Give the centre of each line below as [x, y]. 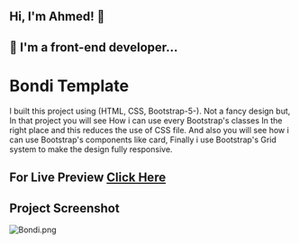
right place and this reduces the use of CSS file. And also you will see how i [149, 130]
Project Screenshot [64, 208]
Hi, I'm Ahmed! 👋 [57, 17]
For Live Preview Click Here [88, 178]
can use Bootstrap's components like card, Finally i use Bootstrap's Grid [143, 140]
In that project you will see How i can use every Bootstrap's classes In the [146, 120]
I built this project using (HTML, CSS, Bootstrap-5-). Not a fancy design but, [150, 111]
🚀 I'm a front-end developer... [94, 47]
